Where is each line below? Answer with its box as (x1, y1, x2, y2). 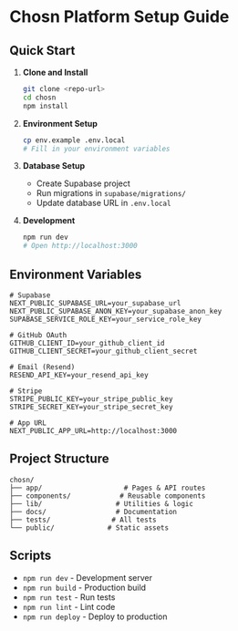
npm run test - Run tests (22, 591, 116, 603)
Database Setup (22, 160, 86, 171)
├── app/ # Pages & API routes (9, 483, 206, 492)
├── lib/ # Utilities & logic (9, 499, 194, 508)
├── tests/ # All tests (9, 515, 157, 524)
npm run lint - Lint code (22, 601, 116, 612)
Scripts (9, 548, 52, 564)
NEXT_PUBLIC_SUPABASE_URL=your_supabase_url (9, 298, 181, 307)
